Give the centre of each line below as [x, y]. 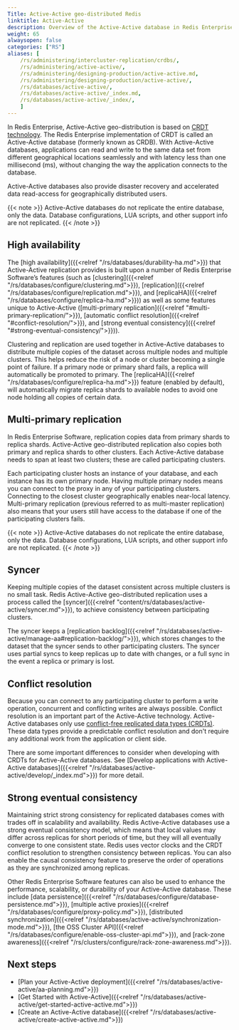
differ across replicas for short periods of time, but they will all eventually [115, 837]
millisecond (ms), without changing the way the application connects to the [117, 165]
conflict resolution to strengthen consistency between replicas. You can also [119, 853]
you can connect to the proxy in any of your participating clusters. [104, 488]
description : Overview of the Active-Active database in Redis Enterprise [121, 27]
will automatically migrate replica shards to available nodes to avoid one [113, 390]
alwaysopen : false [34, 41]
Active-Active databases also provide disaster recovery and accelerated [113, 186]
